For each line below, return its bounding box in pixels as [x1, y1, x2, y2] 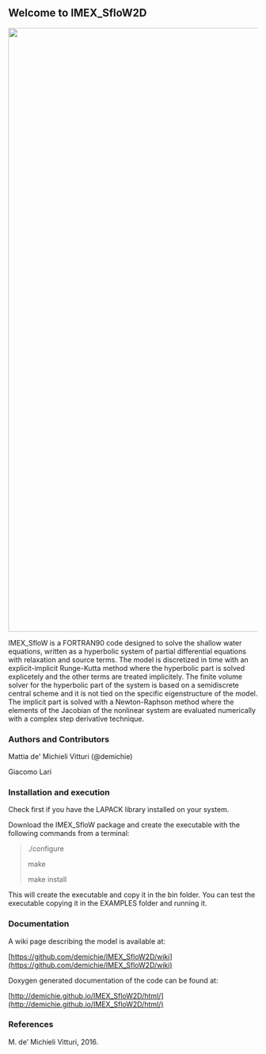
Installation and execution [8, 787, 111, 798]
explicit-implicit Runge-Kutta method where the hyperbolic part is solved [8, 663, 245, 673]
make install [27, 875, 67, 884]
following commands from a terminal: [8, 829, 130, 838]
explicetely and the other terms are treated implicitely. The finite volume [8, 672, 243, 681]
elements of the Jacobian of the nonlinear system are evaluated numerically [8, 705, 256, 715]
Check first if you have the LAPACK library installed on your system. [8, 805, 230, 814]
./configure [27, 844, 65, 853]
